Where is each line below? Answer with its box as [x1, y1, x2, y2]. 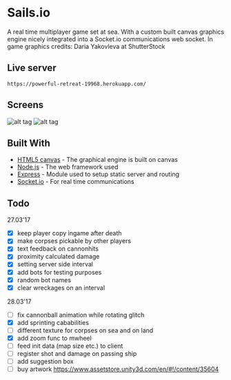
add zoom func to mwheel [17, 334, 92, 342]
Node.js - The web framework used [17, 163, 119, 171]
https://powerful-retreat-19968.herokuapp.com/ [7, 81, 147, 87]
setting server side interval [17, 260, 93, 268]
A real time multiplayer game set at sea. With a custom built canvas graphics [7, 28, 225, 36]
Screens [7, 99, 43, 111]
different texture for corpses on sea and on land [17, 326, 154, 335]
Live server [7, 62, 57, 74]
